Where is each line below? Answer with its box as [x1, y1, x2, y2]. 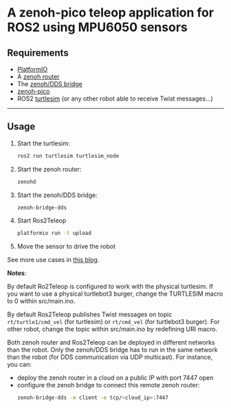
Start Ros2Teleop [16, 216, 67, 225]
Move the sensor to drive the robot [16, 243, 115, 251]
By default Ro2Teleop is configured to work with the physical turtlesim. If [7, 283, 213, 291]
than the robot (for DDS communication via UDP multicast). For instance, [7, 353, 213, 361]
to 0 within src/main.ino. [7, 297, 76, 305]
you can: [7, 360, 32, 369]
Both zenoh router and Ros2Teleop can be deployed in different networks [7, 338, 215, 347]
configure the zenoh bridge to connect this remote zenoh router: [16, 381, 200, 389]
